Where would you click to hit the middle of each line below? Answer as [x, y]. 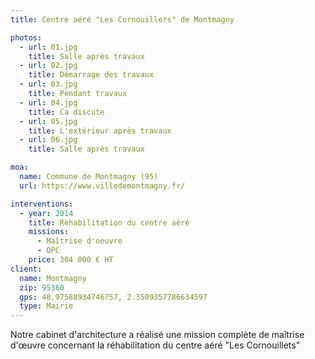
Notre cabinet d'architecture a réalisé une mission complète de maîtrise [157, 335]
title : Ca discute [66, 112]
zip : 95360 [42, 287]
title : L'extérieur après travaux [100, 131]
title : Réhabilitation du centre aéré [109, 222]
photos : [26, 37]
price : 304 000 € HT [71, 260]
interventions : [42, 204]
